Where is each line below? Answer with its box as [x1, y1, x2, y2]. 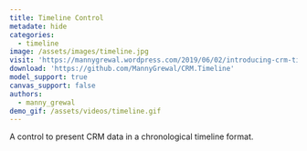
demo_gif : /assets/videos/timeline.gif [9, 106, 162, 116]
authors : [9, 89, 43, 98]
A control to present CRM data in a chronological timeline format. [9, 131, 254, 142]
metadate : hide [9, 22, 68, 31]
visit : [9, 55, 35, 65]
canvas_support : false [9, 81, 96, 90]
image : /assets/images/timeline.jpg [9, 47, 149, 56]
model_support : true [9, 73, 89, 82]
